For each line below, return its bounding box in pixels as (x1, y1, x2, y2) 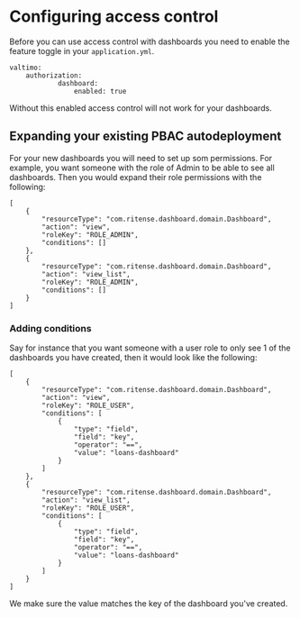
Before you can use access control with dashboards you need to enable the (9, 36, 290, 47)
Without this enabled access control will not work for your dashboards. (9, 102, 272, 114)
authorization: (25, 70, 83, 80)
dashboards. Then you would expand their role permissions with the (9, 171, 262, 182)
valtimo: (9, 63, 42, 72)
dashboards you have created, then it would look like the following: (9, 352, 258, 363)
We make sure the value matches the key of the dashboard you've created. (9, 598, 288, 609)
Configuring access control (9, 6, 219, 27)
